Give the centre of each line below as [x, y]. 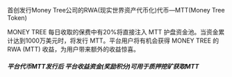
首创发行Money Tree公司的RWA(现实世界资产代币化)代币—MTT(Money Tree [116, 10]
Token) [17, 18]
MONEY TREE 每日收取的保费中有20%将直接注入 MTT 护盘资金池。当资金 [113, 32]
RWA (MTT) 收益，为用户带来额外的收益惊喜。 [74, 49]
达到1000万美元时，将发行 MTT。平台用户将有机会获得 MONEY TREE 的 [116, 41]
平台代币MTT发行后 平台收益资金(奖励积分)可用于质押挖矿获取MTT [103, 66]
